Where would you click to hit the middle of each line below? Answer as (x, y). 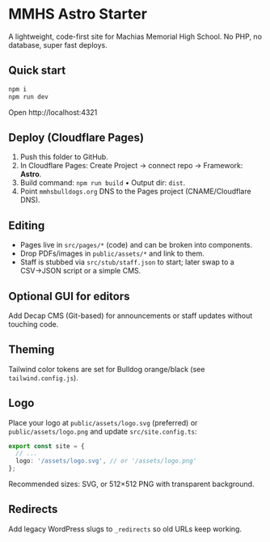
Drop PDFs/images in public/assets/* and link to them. (112, 254)
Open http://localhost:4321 (53, 112)
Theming (32, 350)
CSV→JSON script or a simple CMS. (80, 271)
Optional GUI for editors (70, 296)
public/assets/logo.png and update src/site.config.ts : (103, 431)
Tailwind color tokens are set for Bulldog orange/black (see (107, 369)
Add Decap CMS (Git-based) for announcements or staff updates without (131, 315)
